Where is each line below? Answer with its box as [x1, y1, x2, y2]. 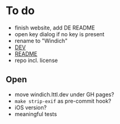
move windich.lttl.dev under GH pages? [14, 90, 114, 98]
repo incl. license [14, 56, 58, 64]
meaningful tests [14, 110, 58, 117]
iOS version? [14, 104, 47, 111]
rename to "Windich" [14, 37, 68, 44]
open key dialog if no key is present [14, 30, 105, 37]
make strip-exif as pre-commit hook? [14, 97, 111, 104]
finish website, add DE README [14, 24, 96, 31]
